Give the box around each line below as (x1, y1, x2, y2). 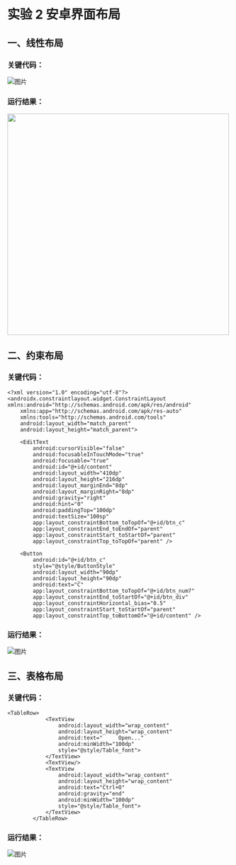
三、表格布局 (7, 670, 64, 682)
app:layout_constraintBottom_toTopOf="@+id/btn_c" (33, 519, 186, 526)
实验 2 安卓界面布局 (7, 6, 120, 23)
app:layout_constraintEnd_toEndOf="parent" (33, 525, 163, 532)
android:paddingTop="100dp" (33, 507, 116, 514)
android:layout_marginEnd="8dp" (33, 482, 129, 489)
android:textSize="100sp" (33, 513, 110, 520)
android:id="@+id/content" (33, 463, 113, 470)
